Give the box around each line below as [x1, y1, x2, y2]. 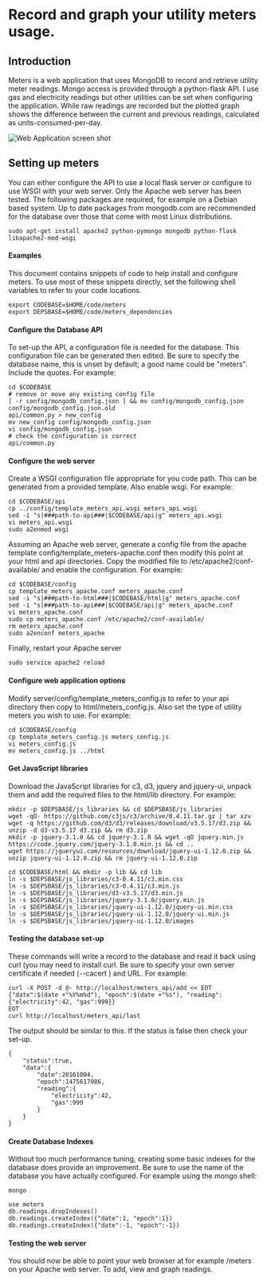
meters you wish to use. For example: [8, 710, 132, 720]
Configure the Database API [8, 325, 103, 334]
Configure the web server [8, 456, 96, 465]
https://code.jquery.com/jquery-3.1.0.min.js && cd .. [8, 840, 194, 848]
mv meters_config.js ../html [8, 746, 105, 755]
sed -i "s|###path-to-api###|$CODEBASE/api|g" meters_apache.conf [8, 601, 234, 610]
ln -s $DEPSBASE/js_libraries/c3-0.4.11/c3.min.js [8, 882, 180, 890]
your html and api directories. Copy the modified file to [8, 556, 188, 566]
